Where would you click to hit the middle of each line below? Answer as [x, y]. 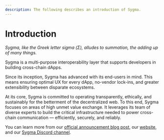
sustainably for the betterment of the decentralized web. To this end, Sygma [82, 102]
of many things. [21, 52]
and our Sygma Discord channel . [38, 132]
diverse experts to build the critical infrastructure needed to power [72, 112]
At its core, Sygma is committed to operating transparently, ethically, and [78, 96]
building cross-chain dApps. [34, 67]
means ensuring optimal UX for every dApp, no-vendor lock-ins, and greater [82, 82]
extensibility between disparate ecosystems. [50, 87]
